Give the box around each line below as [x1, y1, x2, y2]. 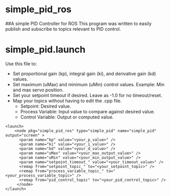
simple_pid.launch [5, 44, 85, 56]
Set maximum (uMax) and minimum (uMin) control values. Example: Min [12, 81, 165, 87]
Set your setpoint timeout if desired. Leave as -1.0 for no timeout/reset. [12, 92, 162, 98]
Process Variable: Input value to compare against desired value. [20, 108, 155, 114]
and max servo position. [12, 87, 64, 93]
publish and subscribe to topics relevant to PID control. [5, 26, 121, 32]
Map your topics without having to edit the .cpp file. [12, 97, 122, 104]
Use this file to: [5, 60, 37, 67]
